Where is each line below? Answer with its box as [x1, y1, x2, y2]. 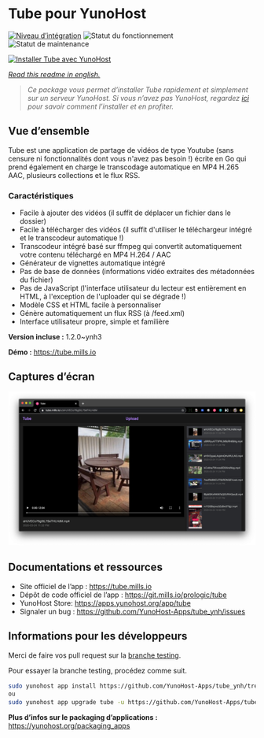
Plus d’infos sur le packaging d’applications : [8, 713, 158, 722]
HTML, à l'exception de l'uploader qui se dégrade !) [19, 292, 187, 302]
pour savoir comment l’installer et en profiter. [27, 102, 174, 111]
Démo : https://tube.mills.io [8, 347, 97, 357]
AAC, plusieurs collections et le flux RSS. [8, 170, 141, 180]
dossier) [19, 217, 47, 226]
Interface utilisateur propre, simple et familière [19, 317, 170, 327]
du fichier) [19, 275, 53, 284]
